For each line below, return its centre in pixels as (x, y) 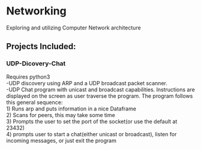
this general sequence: (34, 102)
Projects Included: (41, 46)
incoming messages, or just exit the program (61, 140)
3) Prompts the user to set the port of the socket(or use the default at (92, 121)
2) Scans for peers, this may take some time (61, 115)
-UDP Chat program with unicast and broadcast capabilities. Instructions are (100, 89)
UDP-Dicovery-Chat (36, 64)
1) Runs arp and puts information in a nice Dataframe (71, 109)
